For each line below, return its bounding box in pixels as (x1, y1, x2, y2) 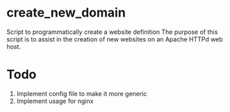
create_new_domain (6, 5, 126, 21)
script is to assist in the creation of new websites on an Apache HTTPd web (6, 35, 223, 43)
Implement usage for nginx (16, 97, 94, 105)
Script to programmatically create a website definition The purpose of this (6, 28, 218, 36)
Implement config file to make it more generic (16, 89, 147, 97)
